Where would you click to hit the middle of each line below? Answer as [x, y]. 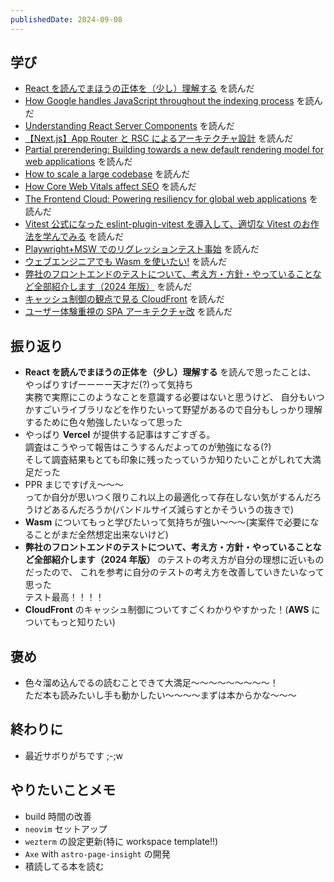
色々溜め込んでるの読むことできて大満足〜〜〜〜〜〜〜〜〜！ [151, 683]
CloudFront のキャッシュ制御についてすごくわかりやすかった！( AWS [167, 610]
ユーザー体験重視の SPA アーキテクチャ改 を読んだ [128, 312]
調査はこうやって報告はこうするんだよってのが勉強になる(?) [148, 447]
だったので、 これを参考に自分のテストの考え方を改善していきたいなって [174, 572]
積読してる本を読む [64, 866]
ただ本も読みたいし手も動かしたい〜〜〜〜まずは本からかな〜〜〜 [160, 695]
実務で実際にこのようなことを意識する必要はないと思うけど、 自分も [166, 397]
